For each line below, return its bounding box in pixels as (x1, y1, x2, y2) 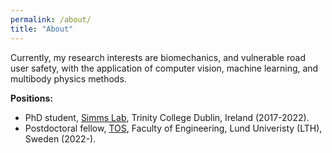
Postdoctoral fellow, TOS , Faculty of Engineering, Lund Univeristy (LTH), (24, 122, 323, 134)
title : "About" (10, 24, 74, 34)
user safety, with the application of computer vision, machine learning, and (10, 62, 319, 74)
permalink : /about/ (10, 14, 92, 25)
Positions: (10, 92, 53, 104)
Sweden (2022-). (24, 132, 97, 145)
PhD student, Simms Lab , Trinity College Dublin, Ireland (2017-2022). (24, 111, 310, 123)
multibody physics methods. (10, 72, 127, 85)
